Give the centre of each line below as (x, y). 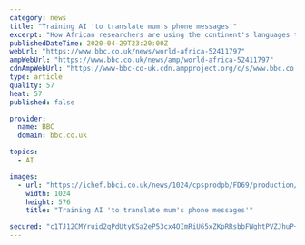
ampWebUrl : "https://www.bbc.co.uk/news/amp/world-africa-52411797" (142, 60)
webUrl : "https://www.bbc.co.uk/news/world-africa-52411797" (128, 52)
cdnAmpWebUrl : (36, 69)
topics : (24, 152)
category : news (38, 18)
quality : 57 (32, 85)
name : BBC (36, 127)
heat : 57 (26, 93)
